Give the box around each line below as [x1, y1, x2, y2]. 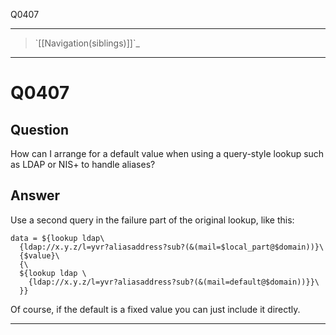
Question [10, 121, 69, 138]
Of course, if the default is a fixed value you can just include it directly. [10, 303, 301, 315]
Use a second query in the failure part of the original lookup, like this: [10, 214, 295, 226]
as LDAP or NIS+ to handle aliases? [10, 159, 156, 170]
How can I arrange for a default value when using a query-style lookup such [10, 148, 325, 159]
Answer [10, 187, 61, 204]
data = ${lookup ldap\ [10, 233, 105, 243]
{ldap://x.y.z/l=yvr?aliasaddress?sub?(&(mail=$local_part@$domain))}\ [19, 242, 325, 252]
